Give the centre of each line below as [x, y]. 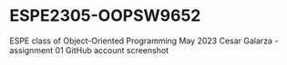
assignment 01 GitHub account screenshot [89, 50]
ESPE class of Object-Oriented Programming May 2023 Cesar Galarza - [144, 41]
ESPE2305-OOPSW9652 [105, 16]
